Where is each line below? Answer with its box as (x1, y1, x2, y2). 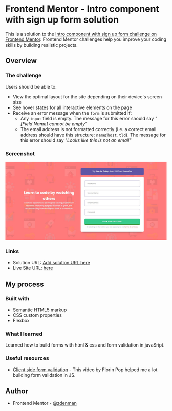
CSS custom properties (12, 312, 62, 318)
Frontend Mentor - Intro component (5, 3, 160, 15)
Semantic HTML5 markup (12, 307, 67, 313)
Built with (5, 295, 30, 302)
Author (5, 387, 28, 396)
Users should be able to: (5, 83, 57, 90)
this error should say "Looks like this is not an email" (20, 137, 132, 143)
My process (5, 279, 44, 288)
